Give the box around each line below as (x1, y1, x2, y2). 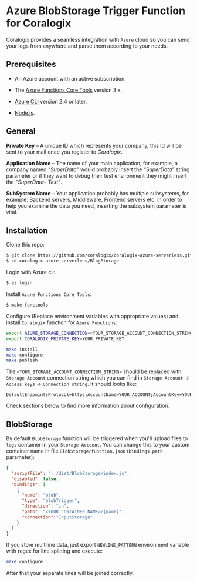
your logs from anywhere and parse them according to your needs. (6, 42, 168, 49)
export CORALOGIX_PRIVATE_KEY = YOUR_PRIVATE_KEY (6, 335, 125, 342)
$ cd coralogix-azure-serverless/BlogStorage (6, 258, 119, 264)
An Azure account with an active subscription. (14, 75, 126, 82)
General (6, 127, 36, 137)
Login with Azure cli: (6, 269, 56, 276)
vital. (6, 208, 18, 215)
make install (6, 346, 38, 352)
